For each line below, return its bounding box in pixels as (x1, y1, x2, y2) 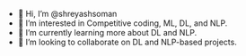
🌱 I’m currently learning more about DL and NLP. (17, 28, 198, 37)
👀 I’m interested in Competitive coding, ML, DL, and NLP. (17, 18, 228, 28)
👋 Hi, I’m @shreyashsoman (17, 9, 118, 19)
